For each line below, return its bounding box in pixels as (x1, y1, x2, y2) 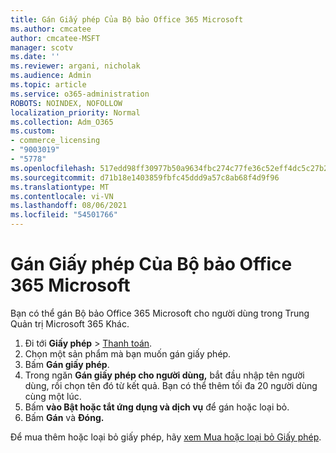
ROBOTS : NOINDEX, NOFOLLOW (10, 98, 123, 108)
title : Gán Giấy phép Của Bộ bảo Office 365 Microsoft (10, 14, 244, 25)
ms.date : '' (10, 52, 60, 62)
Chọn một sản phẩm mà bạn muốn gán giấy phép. (24, 347, 232, 360)
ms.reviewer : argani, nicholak (10, 61, 141, 71)
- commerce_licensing (10, 136, 101, 146)
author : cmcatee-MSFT (10, 33, 101, 43)
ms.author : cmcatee (10, 24, 92, 34)
